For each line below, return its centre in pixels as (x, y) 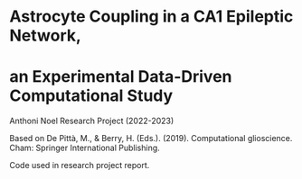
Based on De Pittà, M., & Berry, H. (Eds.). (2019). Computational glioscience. (151, 139)
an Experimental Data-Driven (121, 77)
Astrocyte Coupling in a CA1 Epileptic (151, 17)
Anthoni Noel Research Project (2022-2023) (92, 121)
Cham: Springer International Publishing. (85, 148)
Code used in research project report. (80, 166)
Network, (45, 36)
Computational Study (91, 96)
